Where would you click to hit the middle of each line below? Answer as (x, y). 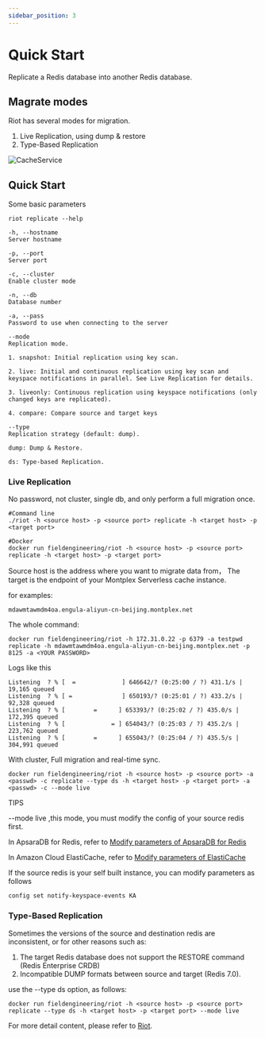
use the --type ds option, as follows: (67, 989)
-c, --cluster (32, 275)
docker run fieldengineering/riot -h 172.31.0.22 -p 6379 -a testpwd (126, 639)
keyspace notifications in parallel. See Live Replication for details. (131, 379)
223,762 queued (33, 731)
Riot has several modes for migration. (69, 121)
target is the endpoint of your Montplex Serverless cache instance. (117, 580)
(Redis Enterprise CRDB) (60, 965)
